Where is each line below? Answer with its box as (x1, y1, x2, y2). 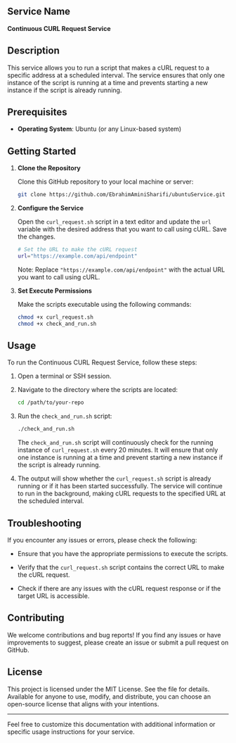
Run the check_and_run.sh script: (17, 412, 112, 421)
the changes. (17, 232, 56, 241)
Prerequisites (7, 106, 67, 118)
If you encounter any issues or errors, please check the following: (7, 536, 197, 544)
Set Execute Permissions (17, 286, 93, 295)
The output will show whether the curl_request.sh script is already (17, 474, 211, 483)
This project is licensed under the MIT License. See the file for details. (7, 685, 210, 693)
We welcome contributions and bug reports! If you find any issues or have (7, 630, 221, 639)
